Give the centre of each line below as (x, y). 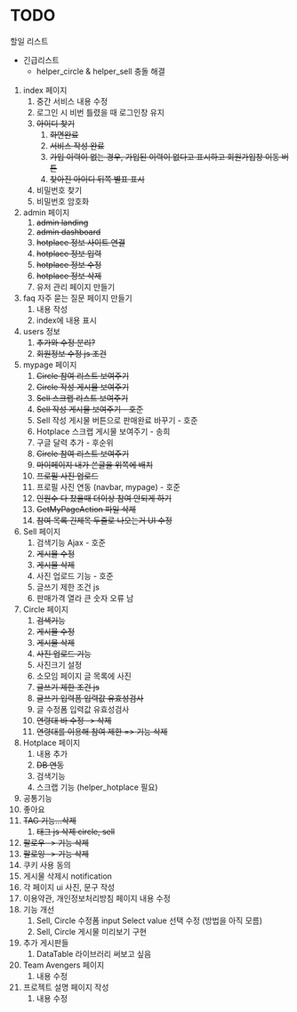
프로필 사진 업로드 (67, 476)
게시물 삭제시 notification (67, 876)
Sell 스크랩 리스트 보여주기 (82, 398)
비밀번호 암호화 (63, 201)
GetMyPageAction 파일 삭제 (86, 509)
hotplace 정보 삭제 (69, 276)
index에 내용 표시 (66, 320)
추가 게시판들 (46, 943)
